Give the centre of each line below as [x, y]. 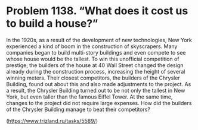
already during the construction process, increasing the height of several [96, 71]
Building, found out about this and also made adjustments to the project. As [99, 84]
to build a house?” [52, 23]
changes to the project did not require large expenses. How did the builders [99, 103]
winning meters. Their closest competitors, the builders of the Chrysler [93, 78]
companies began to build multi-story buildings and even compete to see [96, 52]
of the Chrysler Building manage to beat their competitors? [78, 109]
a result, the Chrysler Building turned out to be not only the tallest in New [96, 90]
